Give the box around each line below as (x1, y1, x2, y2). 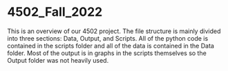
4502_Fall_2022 (7, 4, 103, 20)
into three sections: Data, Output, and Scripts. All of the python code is (7, 34, 209, 42)
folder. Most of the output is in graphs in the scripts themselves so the (7, 49, 207, 57)
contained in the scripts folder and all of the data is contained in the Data (7, 41, 214, 50)
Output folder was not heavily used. (7, 56, 109, 64)
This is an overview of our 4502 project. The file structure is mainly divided (7, 27, 221, 35)
